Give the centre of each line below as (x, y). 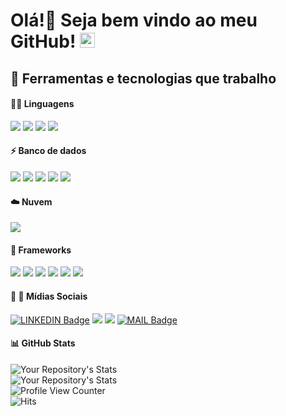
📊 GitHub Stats (43, 343)
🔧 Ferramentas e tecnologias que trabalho (143, 78)
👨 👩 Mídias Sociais (49, 296)
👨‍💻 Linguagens (42, 104)
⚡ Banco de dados (48, 151)
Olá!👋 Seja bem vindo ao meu (134, 20)
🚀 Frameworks (41, 250)
